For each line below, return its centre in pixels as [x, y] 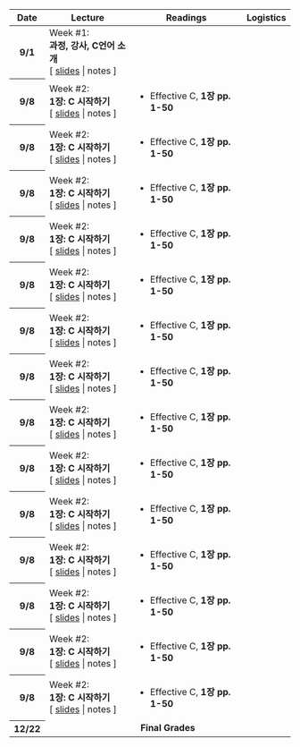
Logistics [267, 17]
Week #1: [69, 33]
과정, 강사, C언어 [82, 46]
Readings [186, 17]
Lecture [88, 17]
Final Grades [167, 728]
